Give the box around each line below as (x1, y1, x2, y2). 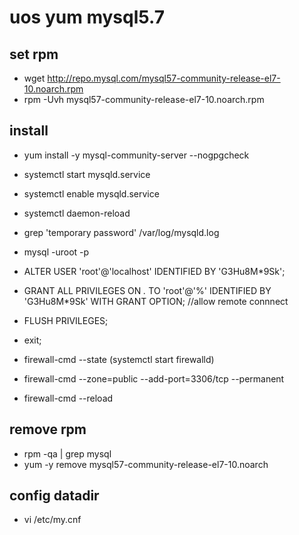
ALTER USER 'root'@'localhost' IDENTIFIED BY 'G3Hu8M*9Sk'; (23, 265, 286, 277)
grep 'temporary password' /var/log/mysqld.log (23, 226, 220, 238)
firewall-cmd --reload (23, 392, 114, 404)
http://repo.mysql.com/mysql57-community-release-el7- (47, 72, 281, 84)
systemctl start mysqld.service (23, 168, 151, 180)
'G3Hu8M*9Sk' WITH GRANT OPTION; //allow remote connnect (23, 295, 289, 307)
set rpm (9, 46, 59, 63)
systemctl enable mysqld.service (23, 187, 160, 200)
